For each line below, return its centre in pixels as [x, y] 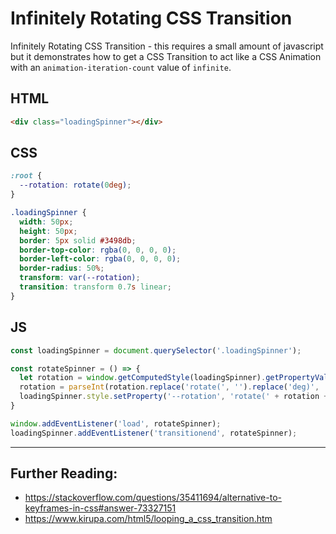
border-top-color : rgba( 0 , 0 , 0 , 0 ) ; [98, 250]
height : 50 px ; [48, 231]
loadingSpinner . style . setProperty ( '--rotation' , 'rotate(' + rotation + [174, 397]
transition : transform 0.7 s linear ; [95, 287]
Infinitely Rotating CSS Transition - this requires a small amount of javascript [167, 46]
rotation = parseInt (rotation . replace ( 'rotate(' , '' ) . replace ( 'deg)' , [169, 387]
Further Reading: [64, 473]
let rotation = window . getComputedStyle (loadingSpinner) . [143, 378]
